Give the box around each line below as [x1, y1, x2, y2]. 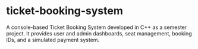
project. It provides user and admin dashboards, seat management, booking [6, 30, 192, 37]
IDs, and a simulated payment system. [6, 36, 100, 43]
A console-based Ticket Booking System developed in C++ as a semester [6, 24, 187, 31]
